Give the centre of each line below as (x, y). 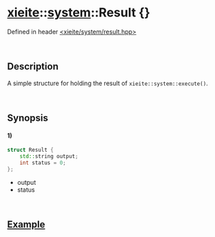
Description (33, 67)
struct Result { (30, 150)
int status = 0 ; (43, 163)
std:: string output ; (49, 157)
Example (26, 225)
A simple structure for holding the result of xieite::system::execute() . (107, 83)
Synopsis (28, 118)
